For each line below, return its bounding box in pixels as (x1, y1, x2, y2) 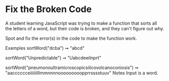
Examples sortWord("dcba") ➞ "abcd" (5, 45, 85, 51)
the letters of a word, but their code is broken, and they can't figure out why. (5, 25, 164, 31)
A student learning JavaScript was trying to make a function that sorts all (5, 20, 157, 26)
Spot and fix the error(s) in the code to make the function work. (5, 35, 138, 41)
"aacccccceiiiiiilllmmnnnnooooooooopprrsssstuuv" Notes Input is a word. (5, 69, 158, 76)
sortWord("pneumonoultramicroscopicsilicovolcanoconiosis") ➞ (5, 64, 139, 70)
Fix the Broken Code (5, 4, 92, 15)
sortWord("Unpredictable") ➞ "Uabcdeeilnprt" (5, 54, 102, 61)
